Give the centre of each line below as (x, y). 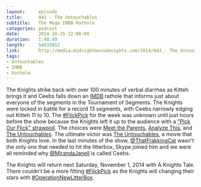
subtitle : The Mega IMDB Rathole (51, 23)
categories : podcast (32, 28)
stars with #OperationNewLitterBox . (50, 177)
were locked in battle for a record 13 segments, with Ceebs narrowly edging (100, 109)
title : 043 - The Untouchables (52, 17)
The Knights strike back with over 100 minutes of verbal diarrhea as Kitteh (98, 90)
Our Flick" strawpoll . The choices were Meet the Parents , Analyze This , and (99, 128)
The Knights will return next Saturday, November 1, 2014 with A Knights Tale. (100, 165)
